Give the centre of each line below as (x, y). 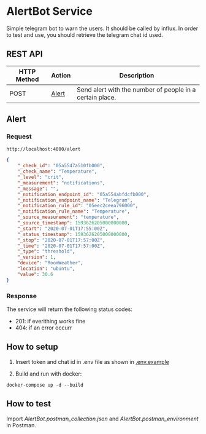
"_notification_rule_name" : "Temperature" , (74, 211)
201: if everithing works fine (50, 321)
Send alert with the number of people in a (136, 89)
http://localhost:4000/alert (44, 149)
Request (19, 136)
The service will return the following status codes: (70, 309)
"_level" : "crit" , (41, 177)
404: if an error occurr (44, 328)
